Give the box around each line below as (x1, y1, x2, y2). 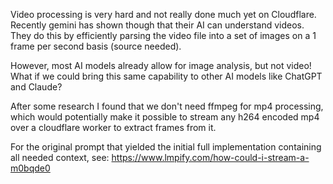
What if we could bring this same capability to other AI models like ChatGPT (10, 70, 323, 82)
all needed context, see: (10, 152, 110, 163)
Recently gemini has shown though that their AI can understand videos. (10, 19, 305, 31)
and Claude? (10, 81, 63, 93)
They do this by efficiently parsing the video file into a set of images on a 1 (10, 30, 317, 41)
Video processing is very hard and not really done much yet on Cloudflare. (10, 9, 317, 20)
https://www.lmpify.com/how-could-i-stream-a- (111, 152, 310, 163)
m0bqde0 (10, 162, 51, 174)
